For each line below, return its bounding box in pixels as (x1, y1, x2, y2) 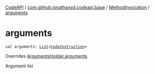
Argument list (5, 63, 33, 69)
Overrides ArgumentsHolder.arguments (5, 53, 88, 59)
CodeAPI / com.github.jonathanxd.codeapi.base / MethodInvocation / (5, 5, 150, 10)
